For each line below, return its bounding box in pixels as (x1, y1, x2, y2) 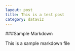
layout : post (5, 7, 33, 13)
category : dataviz (5, 17, 44, 22)
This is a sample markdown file (5, 40, 70, 46)
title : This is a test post (5, 12, 65, 17)
